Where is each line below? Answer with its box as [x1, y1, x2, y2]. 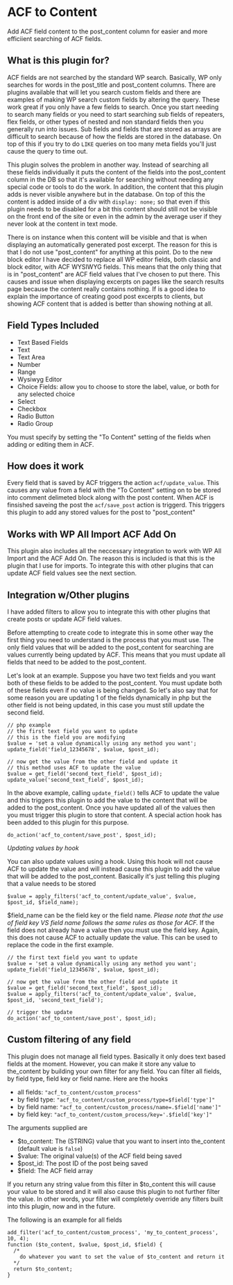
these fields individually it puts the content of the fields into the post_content [7, 167, 226, 176]
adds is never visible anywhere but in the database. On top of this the [7, 190, 206, 198]
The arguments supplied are [7, 1123, 88, 1131]
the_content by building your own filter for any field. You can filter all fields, [7, 1067, 222, 1075]
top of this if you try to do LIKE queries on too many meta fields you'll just [7, 140, 217, 148]
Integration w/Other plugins [7, 589, 130, 601]
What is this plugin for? [7, 55, 110, 67]
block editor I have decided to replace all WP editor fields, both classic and [7, 255, 221, 263]
